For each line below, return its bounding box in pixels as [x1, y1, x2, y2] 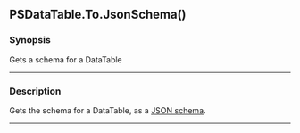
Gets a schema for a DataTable [9, 54, 122, 65]
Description [9, 85, 62, 97]
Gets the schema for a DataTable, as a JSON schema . [9, 104, 207, 115]
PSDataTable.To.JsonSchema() [9, 7, 187, 22]
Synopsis [9, 34, 51, 46]
